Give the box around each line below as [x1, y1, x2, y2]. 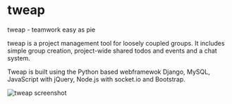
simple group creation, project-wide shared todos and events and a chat [7, 46, 217, 55]
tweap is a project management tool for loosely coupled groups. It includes [7, 39, 225, 47]
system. [7, 53, 30, 62]
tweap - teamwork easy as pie [7, 25, 96, 34]
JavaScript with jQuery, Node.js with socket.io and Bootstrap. [7, 74, 185, 83]
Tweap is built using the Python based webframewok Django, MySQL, [7, 67, 210, 76]
